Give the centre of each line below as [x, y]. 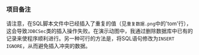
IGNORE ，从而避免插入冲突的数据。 [49, 46]
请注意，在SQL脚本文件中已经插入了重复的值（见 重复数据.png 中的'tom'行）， [99, 24]
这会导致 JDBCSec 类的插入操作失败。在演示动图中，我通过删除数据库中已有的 [100, 31]
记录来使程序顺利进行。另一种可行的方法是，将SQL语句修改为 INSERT [91, 39]
